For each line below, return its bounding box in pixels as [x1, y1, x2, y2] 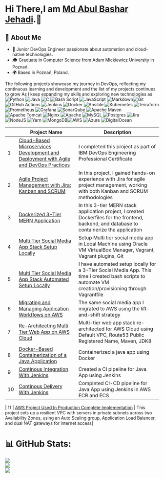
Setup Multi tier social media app [78, 234, 154, 241]
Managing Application [19, 305, 69, 312]
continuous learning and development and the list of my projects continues [5, 86, 156, 91]
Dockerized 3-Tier [19, 211, 61, 218]
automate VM [78, 279, 109, 286]
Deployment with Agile [19, 156, 71, 162]
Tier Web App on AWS [19, 329, 70, 335]
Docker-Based [19, 346, 53, 352]
